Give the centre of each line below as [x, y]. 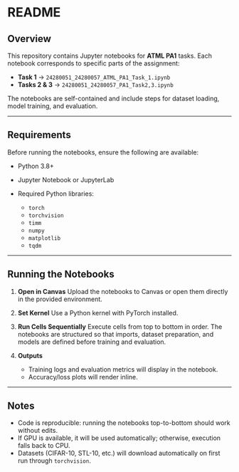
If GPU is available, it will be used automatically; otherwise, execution [119, 438]
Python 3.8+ [36, 166]
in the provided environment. [60, 299]
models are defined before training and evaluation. [92, 342]
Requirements [39, 135]
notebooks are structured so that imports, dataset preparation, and [116, 334]
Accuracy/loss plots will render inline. [83, 377]
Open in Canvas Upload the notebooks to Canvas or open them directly [123, 291]
